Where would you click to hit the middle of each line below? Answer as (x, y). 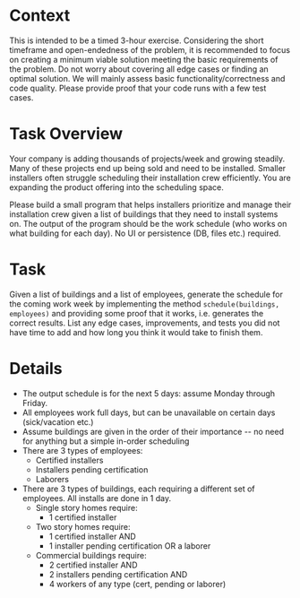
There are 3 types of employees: (82, 450)
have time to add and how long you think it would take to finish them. (136, 332)
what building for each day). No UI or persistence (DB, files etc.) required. (145, 233)
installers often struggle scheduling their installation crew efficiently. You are (150, 178)
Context (40, 16)
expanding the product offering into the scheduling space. (116, 187)
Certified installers (69, 460)
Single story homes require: (86, 507)
